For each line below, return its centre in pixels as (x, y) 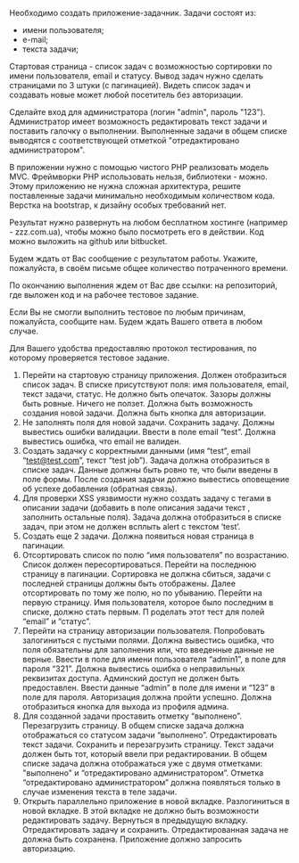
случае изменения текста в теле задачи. (100, 792)
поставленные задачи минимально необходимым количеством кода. (142, 196)
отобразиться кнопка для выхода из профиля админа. (125, 707)
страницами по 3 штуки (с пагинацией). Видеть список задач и (130, 85)
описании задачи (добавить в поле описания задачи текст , (136, 508)
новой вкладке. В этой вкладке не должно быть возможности (140, 811)
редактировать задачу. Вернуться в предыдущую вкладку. (135, 820)
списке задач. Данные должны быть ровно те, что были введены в (150, 470)
